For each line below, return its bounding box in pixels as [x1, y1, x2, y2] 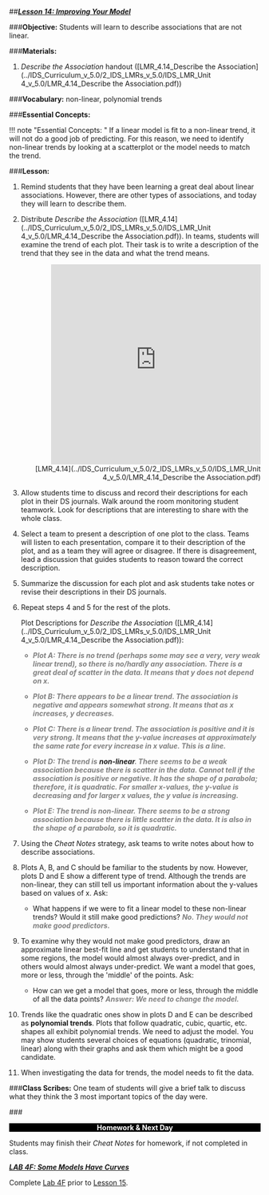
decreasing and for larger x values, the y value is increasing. [32, 791, 239, 800]
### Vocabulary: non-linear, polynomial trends [9, 94, 163, 103]
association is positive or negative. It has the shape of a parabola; [32, 774, 258, 783]
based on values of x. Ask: [20, 888, 109, 897]
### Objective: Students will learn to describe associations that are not [9, 22, 243, 31]
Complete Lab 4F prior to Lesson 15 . [9, 1178, 129, 1187]
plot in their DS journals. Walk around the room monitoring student [20, 496, 239, 506]
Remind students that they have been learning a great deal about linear [20, 182, 255, 191]
